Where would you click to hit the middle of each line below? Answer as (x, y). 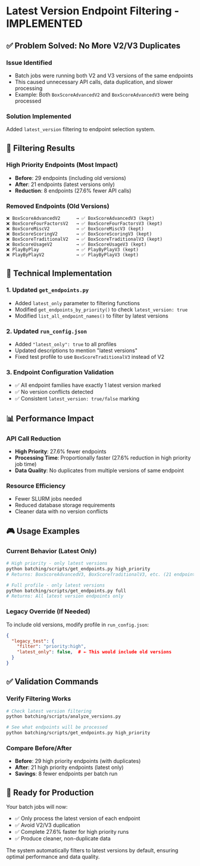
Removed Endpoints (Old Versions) (58, 206)
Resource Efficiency (36, 486)
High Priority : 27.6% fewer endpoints (61, 452)
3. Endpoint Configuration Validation (60, 373)
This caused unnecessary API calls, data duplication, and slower (94, 82)
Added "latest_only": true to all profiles (66, 344)
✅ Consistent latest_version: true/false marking (77, 399)
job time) (26, 464)
